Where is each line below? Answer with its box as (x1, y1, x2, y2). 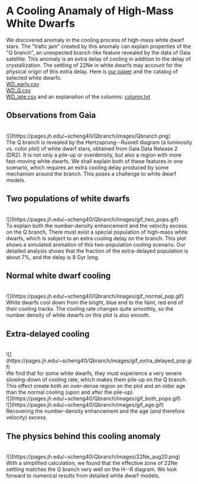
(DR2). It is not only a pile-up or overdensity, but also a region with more (6, 151, 182, 158)
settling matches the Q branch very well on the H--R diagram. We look (6, 466, 177, 473)
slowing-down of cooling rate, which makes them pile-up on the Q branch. (6, 376, 187, 383)
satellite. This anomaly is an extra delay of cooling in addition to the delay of (6, 55, 191, 62)
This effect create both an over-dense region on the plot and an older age (6, 383, 186, 390)
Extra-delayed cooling (6, 329, 90, 339)
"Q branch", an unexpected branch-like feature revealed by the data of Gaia (6, 49, 191, 56)
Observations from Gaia (6, 110, 96, 120)
